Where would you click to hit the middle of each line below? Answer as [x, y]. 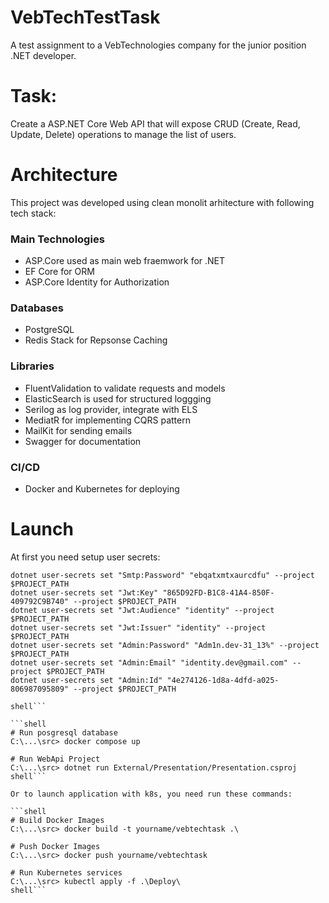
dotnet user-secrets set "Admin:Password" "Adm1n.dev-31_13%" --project [165, 645]
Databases [37, 308]
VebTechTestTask [85, 17]
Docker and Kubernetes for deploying [102, 489]
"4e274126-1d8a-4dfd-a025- [223, 680]
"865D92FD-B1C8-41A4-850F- [218, 592]
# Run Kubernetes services [66, 872]
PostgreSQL [49, 330]
